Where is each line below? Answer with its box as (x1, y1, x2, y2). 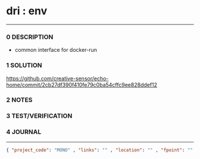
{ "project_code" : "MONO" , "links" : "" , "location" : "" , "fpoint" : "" (6, 147, 193, 153)
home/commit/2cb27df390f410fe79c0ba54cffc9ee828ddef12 (6, 81, 158, 88)
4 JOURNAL (6, 128, 42, 136)
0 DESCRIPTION (6, 33, 54, 41)
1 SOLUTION (6, 61, 43, 70)
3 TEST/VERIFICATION (6, 112, 73, 120)
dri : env (6, 4, 48, 18)
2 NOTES (6, 96, 33, 104)
